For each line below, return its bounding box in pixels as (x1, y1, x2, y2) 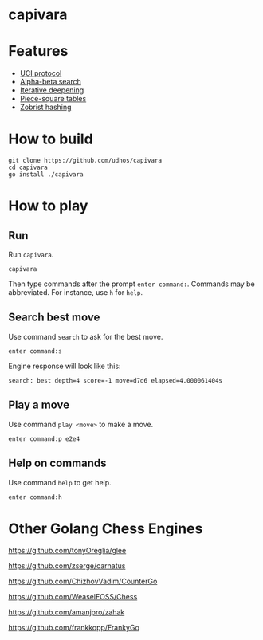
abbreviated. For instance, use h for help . (8, 288, 143, 297)
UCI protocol (19, 69, 62, 78)
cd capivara (8, 163, 48, 172)
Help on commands (8, 457, 107, 470)
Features (8, 42, 69, 61)
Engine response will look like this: (8, 361, 121, 371)
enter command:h (8, 493, 62, 501)
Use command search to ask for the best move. (8, 332, 163, 341)
